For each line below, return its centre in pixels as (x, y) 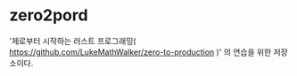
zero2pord (49, 15)
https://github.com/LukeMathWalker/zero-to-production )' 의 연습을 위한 (140, 52)
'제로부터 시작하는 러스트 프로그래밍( (73, 41)
